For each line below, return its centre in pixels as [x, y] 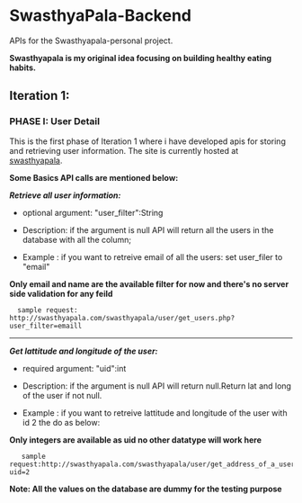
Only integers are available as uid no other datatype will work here [136, 440]
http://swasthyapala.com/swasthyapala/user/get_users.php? [122, 318]
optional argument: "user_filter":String [93, 212]
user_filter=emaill [46, 326]
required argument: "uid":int [74, 368]
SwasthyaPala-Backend [100, 16]
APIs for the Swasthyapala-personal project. [91, 40]
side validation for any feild [61, 293]
